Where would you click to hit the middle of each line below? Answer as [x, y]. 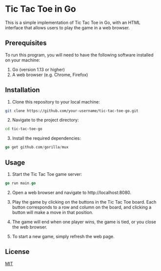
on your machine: [23, 60]
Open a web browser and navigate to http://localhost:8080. [72, 192]
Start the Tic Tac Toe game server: [47, 174]
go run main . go [20, 183]
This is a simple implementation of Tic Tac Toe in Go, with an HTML [73, 22]
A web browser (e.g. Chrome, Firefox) [50, 75]
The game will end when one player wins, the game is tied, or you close [84, 222]
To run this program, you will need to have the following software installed [79, 55]
